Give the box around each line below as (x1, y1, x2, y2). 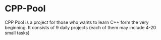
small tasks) (5, 30, 30, 36)
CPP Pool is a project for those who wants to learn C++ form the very (5, 19, 149, 25)
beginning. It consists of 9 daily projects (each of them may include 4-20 (5, 24, 156, 30)
